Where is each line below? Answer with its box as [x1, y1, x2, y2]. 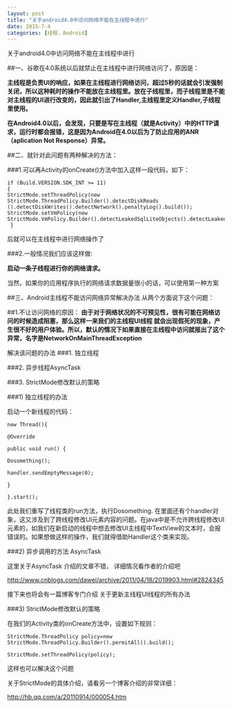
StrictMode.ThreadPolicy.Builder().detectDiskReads [7, 198, 159, 204]
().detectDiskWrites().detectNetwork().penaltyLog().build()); [7, 204, 193, 211]
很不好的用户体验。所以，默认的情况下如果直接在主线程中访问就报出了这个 [12, 325, 225, 334]
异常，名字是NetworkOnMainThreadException [7, 334, 142, 343]
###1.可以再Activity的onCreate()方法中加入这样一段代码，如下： [7, 166, 190, 174]
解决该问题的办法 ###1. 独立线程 [7, 349, 99, 357]
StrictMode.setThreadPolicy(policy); [7, 651, 116, 658]
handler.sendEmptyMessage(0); [7, 470, 95, 477]
